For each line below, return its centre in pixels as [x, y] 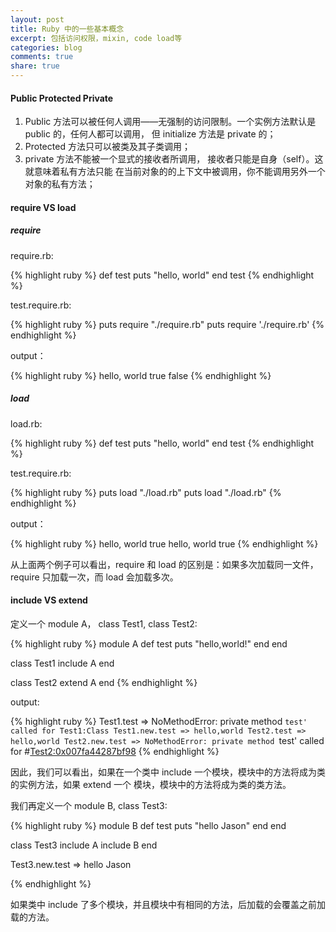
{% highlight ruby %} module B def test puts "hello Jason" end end [148, 825]
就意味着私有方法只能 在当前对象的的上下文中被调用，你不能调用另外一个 [175, 172]
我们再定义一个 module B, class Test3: [89, 805]
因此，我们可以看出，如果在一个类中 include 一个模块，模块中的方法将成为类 [168, 772]
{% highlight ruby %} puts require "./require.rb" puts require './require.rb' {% [167, 324]
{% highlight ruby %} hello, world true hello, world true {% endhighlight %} [164, 543]
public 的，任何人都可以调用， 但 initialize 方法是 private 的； [150, 134]
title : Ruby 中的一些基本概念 [67, 29]
